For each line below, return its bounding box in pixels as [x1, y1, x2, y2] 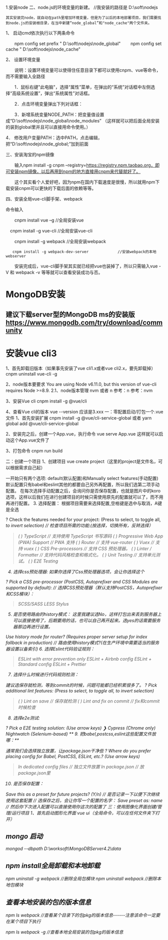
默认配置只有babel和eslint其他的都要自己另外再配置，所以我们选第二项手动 [5, 481, 159, 487]
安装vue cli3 [5, 347, 57, 359]
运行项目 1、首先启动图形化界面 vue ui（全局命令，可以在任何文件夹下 [11, 809, 155, 816]
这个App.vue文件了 [9, 437, 49, 443]
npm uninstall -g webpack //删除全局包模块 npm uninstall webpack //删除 [5, 875, 157, 881]
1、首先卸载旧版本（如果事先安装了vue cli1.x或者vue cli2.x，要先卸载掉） [5, 365, 156, 371]
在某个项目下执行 [5, 918, 41, 924]
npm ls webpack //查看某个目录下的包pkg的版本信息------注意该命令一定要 [5, 912, 160, 918]
